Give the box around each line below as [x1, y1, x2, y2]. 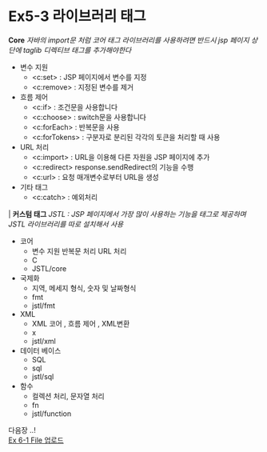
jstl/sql [31, 371, 54, 381]
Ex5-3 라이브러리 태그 [8, 7, 146, 26]
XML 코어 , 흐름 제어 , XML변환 [31, 318, 130, 328]
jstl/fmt [31, 301, 56, 310]
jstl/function [31, 409, 72, 418]
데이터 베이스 [19, 346, 62, 355]
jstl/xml [31, 336, 56, 346]
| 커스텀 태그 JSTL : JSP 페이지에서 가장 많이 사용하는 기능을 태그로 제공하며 [8, 209, 246, 218]
